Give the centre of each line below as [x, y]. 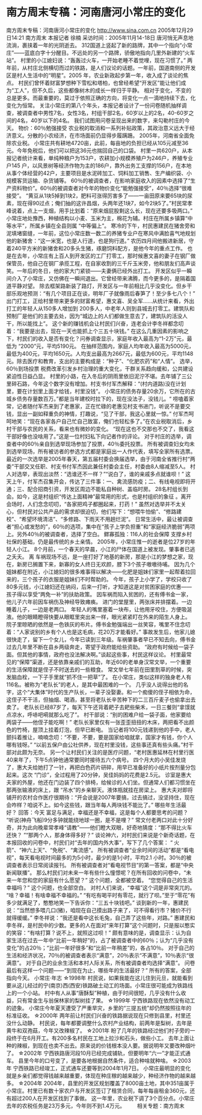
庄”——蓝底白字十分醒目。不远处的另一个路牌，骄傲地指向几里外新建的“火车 [101, 52]
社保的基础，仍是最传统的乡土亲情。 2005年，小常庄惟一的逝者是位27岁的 [98, 542]
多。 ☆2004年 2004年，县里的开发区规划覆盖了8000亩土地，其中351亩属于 [100, 1083]
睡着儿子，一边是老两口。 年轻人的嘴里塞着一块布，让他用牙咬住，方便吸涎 [99, 609]
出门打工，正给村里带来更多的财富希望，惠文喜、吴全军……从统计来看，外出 [100, 301]
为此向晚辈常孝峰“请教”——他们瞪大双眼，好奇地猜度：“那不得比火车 [107, 827]
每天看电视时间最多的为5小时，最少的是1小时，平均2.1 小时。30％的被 [105, 857]
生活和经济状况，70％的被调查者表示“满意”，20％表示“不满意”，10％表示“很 [100, 955]
